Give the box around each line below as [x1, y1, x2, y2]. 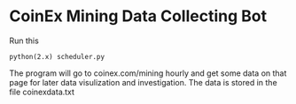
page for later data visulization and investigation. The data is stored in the [9, 77, 277, 87]
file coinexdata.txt [9, 86, 75, 97]
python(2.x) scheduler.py [9, 52, 105, 61]
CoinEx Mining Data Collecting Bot [9, 6, 268, 26]
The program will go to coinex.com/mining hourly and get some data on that [9, 68, 287, 78]
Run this [9, 35, 40, 46]
